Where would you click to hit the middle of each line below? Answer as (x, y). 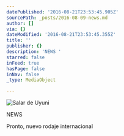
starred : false (26, 57)
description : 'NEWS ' (34, 52)
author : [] (20, 23)
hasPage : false (26, 69)
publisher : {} (24, 46)
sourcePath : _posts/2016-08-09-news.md (57, 18)
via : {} (16, 29)
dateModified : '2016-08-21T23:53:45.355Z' (61, 35)
